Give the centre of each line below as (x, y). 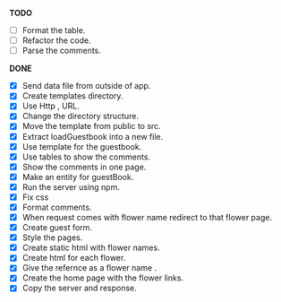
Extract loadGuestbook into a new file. (93, 136)
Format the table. (54, 30)
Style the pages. (52, 237)
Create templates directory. (72, 96)
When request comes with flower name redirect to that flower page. (147, 217)
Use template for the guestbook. (82, 146)
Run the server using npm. (71, 186)
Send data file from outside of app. (86, 86)
